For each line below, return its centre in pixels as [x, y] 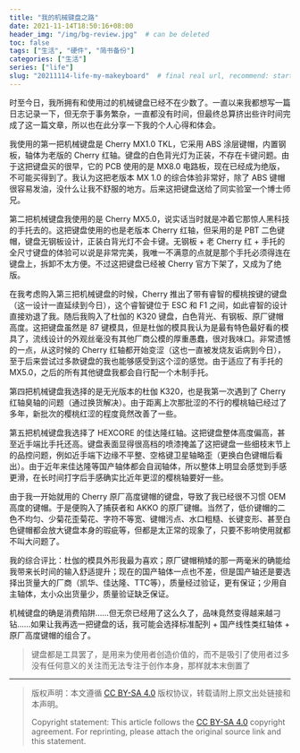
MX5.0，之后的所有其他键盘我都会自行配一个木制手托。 [111, 372]
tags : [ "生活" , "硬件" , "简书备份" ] [72, 51]
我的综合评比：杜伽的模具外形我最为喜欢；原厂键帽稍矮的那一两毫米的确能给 [150, 560]
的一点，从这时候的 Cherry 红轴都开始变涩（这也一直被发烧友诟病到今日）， [147, 349]
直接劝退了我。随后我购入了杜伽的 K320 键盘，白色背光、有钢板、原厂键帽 [146, 316]
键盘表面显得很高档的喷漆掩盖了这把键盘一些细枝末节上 [189, 443]
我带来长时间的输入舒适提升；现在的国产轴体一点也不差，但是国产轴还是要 [146, 571]
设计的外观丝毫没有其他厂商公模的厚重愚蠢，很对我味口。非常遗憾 [169, 338]
